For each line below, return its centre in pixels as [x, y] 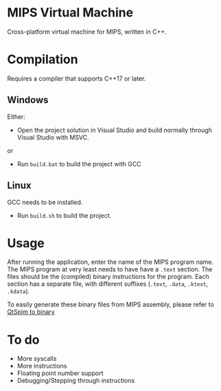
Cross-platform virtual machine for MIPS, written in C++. [87, 32]
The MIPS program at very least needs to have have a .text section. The [110, 269]
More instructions [42, 366]
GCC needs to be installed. [45, 202]
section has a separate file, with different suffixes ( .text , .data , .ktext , [107, 284]
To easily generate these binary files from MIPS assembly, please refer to [110, 304]
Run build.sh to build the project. [64, 215]
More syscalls [37, 359]
